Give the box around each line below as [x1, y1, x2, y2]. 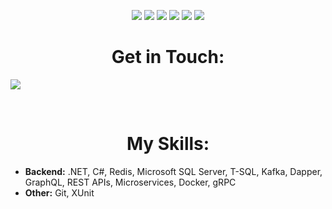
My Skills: [126, 133, 210, 155]
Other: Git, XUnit [24, 186, 95, 199]
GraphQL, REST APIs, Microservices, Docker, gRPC [24, 176, 237, 188]
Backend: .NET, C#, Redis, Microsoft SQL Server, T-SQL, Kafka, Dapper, [24, 165, 323, 177]
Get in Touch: [111, 46, 225, 69]
